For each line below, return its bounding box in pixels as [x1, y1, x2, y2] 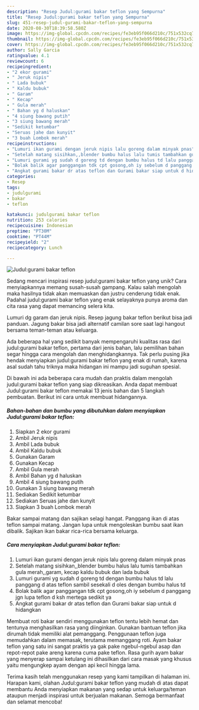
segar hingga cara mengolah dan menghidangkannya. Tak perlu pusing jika [6, 351, 190, 358]
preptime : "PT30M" [6, 228, 52, 234]
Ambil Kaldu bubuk [15, 447, 61, 454]
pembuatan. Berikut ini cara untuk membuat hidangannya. [6, 394, 148, 401]
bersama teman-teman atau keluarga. [6, 326, 98, 334]
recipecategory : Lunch [6, 245, 63, 251]
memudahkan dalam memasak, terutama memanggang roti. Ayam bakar [6, 637, 182, 644]
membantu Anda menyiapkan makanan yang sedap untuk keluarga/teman [6, 686, 187, 693]
